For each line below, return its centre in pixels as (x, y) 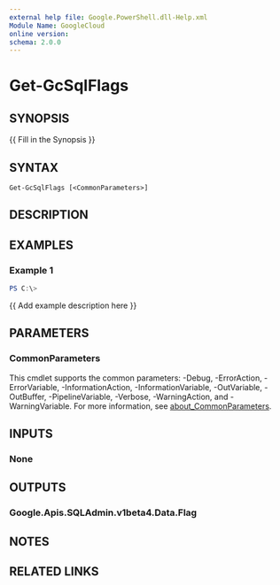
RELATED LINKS (54, 572)
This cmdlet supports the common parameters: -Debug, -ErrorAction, (136, 378)
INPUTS (31, 434)
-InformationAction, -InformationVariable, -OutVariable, (162, 387)
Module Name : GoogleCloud (57, 26)
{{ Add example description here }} (73, 305)
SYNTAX (34, 168)
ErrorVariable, (35, 387)
